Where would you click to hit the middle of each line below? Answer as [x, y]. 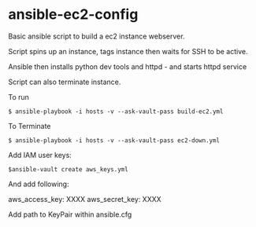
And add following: [39, 184]
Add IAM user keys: [40, 155]
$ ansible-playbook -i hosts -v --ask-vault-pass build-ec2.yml [116, 112]
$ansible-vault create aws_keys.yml [68, 169]
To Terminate [30, 126]
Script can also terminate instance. [65, 82]
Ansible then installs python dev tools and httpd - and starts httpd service [128, 66]
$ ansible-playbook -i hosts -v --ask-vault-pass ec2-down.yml [114, 140]
